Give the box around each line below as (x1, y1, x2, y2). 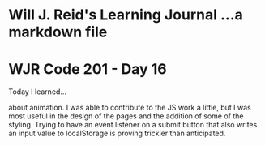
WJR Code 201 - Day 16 (8, 60, 168, 79)
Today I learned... (8, 87, 67, 97)
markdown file (8, 23, 108, 41)
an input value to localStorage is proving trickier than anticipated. (8, 128, 226, 139)
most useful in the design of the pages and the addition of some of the (8, 111, 244, 121)
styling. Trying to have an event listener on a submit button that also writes (8, 120, 258, 130)
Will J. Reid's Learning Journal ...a (8, 6, 243, 24)
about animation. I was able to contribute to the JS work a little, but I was (8, 103, 251, 113)
